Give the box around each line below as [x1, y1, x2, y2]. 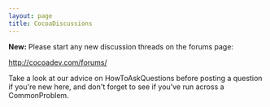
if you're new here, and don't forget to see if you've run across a [8, 82, 225, 92]
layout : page [8, 11, 53, 20]
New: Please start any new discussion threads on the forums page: [8, 41, 234, 51]
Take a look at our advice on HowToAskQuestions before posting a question [8, 73, 263, 83]
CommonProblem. [8, 90, 69, 100]
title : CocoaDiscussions [8, 19, 93, 28]
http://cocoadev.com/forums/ [8, 58, 107, 67]
